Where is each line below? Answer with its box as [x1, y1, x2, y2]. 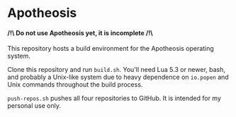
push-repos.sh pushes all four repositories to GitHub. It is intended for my [7, 94, 222, 103]
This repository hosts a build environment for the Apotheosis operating [7, 44, 214, 53]
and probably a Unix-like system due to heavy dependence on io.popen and [7, 73, 229, 82]
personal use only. [7, 101, 62, 110]
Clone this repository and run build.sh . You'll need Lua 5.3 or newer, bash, [7, 66, 225, 74]
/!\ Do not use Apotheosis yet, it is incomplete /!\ [7, 28, 154, 37]
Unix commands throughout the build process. [7, 80, 143, 89]
